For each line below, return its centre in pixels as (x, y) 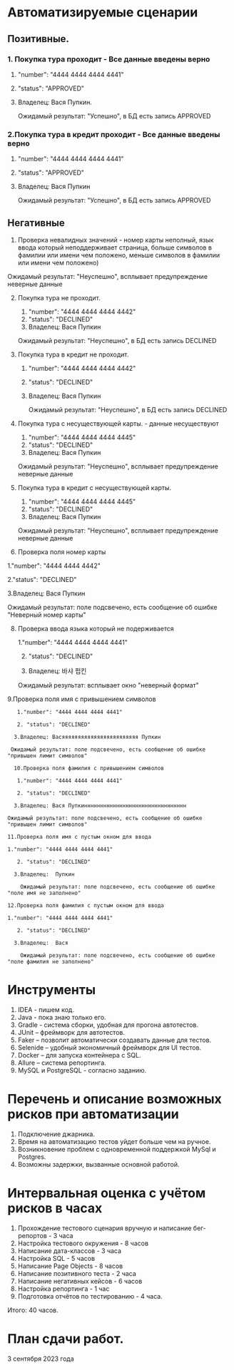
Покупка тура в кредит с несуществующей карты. (95, 487)
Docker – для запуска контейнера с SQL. (79, 1055)
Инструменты (52, 990)
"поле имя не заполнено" (44, 893)
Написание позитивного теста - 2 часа (77, 1273)
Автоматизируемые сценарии (103, 12)
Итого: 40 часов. (33, 1310)
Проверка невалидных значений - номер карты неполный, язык (116, 240)
